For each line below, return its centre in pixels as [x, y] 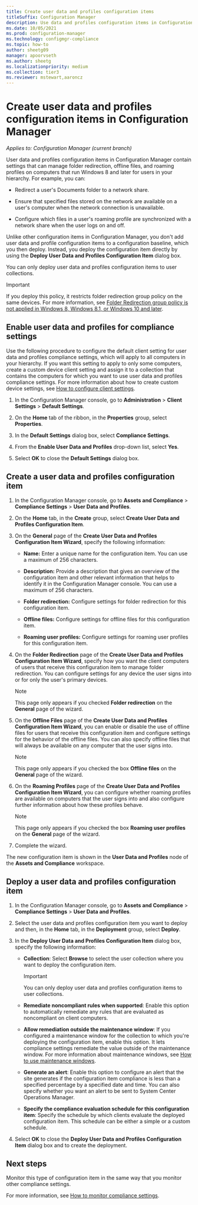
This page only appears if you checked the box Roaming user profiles [100, 828]
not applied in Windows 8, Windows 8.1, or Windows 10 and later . [85, 309]
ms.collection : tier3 [33, 72]
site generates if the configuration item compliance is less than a [102, 1078]
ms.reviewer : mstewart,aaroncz [44, 77]
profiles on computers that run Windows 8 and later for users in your [89, 172]
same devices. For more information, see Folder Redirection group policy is [97, 302]
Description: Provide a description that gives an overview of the [101, 571]
